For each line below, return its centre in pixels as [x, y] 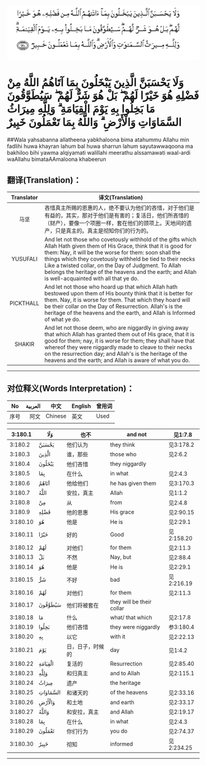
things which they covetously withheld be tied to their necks [120, 259]
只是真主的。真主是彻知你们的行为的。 [104, 231]
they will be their [131, 602]
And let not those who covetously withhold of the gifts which [120, 239]
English [81, 406]
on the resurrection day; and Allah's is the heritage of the [116, 354]
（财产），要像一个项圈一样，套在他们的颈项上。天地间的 [116, 223]
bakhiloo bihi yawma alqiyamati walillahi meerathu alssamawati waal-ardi [99, 153]
